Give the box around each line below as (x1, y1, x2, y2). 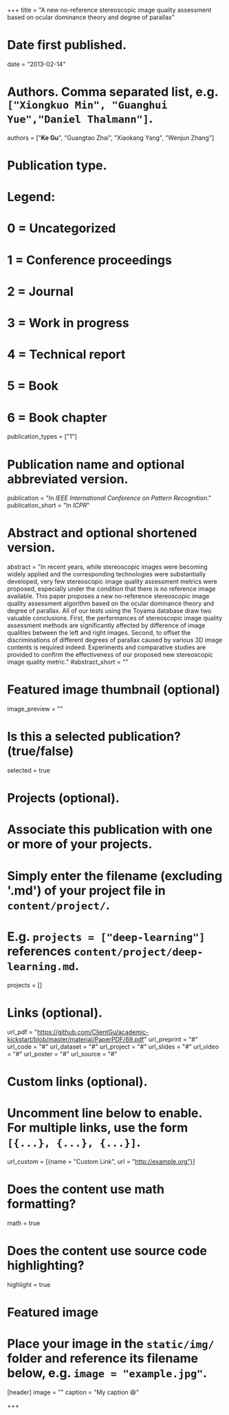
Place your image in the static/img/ (7, 1336, 215, 1352)
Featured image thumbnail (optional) (7, 682, 221, 698)
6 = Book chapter (7, 410, 108, 426)
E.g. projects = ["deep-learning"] (7, 929, 206, 944)
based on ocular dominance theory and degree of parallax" (7, 13, 175, 21)
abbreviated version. (7, 471, 129, 487)
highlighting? (7, 1257, 85, 1273)
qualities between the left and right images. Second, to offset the (7, 629, 191, 637)
